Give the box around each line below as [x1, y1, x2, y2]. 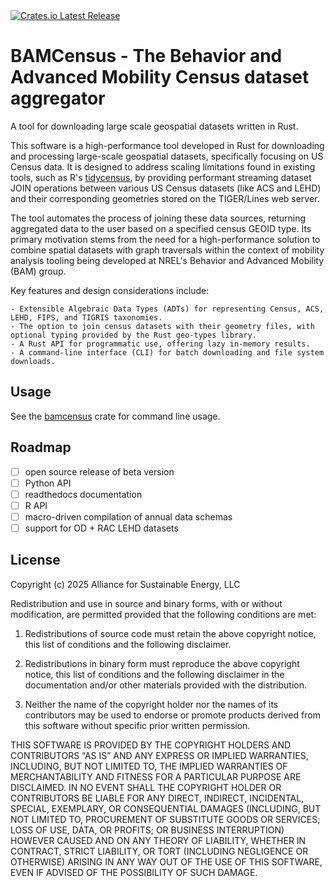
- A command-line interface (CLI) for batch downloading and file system [10, 347, 325, 358]
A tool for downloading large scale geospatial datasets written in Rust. [10, 120, 299, 132]
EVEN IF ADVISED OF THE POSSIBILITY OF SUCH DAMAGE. [10, 866, 258, 878]
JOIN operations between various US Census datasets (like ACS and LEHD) [10, 182, 322, 194]
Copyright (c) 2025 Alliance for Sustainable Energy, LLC [10, 578, 241, 590]
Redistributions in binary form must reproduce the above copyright [24, 657, 300, 669]
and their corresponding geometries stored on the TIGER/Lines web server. [10, 192, 320, 204]
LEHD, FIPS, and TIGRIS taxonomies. [10, 312, 163, 323]
